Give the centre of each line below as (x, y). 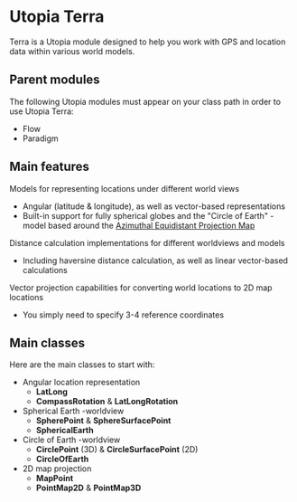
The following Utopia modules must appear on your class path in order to (145, 101)
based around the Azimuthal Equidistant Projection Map (152, 225)
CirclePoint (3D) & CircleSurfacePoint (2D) (117, 450)
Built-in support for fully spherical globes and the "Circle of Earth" (145, 215)
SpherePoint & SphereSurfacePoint (103, 421)
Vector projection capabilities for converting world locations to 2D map (141, 288)
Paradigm (40, 138)
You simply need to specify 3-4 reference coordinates (123, 315)
